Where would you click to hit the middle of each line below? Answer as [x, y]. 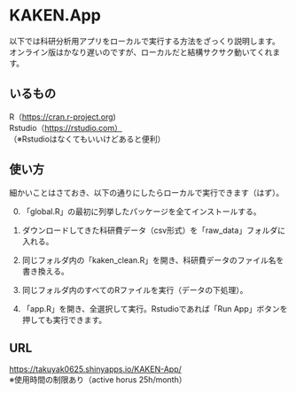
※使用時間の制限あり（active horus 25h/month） [98, 380]
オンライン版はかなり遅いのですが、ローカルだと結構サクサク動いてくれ [141, 52]
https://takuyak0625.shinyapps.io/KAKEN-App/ [95, 369]
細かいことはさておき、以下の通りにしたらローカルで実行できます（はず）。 [147, 192]
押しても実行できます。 [64, 320]
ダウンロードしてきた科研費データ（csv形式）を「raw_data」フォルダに [154, 230]
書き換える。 [45, 271]
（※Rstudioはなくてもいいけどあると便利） [87, 139]
